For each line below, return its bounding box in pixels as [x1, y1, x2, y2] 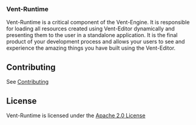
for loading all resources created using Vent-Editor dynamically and [6, 25, 175, 32]
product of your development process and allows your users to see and [6, 38, 185, 46]
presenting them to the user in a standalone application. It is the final [6, 32, 178, 39]
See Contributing [6, 78, 49, 86]
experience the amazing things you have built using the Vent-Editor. [6, 44, 176, 52]
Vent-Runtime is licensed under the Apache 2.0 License [6, 112, 146, 119]
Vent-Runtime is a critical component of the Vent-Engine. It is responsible [6, 19, 190, 26]
